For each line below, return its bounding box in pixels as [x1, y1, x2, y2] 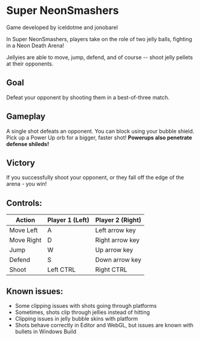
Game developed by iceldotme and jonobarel [6, 24, 118, 31]
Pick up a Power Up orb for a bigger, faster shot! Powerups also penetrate [6, 134, 192, 141]
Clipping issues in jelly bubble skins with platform [15, 315, 138, 322]
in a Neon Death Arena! [6, 42, 65, 49]
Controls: [6, 198, 42, 208]
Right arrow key [95, 236, 140, 244]
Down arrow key [95, 256, 142, 264]
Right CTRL [95, 265, 127, 274]
